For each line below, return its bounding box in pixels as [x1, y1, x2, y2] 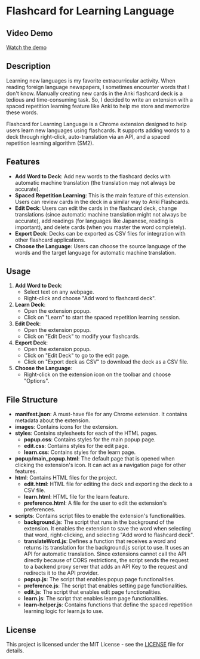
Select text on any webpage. [23, 288, 94, 295]
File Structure [6, 395, 58, 405]
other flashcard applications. [14, 236, 85, 243]
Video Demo [6, 28, 53, 38]
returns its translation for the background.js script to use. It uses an [23, 544, 189, 551]
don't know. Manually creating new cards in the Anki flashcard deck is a [6, 90, 183, 97]
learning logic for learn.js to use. [23, 608, 103, 615]
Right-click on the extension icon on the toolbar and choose [23, 371, 171, 378]
